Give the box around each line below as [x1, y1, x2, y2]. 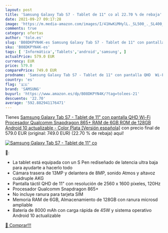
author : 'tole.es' [5, 36, 43, 41]
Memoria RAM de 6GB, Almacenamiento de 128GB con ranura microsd [12, 196, 158, 203]
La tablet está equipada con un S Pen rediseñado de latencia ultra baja [12, 159, 158, 165]
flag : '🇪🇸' [5, 82, 30, 87]
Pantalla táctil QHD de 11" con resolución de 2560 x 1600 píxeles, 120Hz [12, 181, 161, 187]
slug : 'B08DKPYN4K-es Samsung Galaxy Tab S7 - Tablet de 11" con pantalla [5, 40, 164, 45]
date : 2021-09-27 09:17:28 [5, 17, 61, 22]
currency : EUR [5, 59, 35, 64]
